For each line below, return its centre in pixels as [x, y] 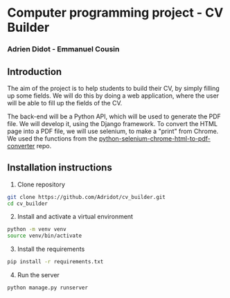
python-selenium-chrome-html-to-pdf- [155, 138]
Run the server [38, 275]
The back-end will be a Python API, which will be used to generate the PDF [114, 116]
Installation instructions [60, 168]
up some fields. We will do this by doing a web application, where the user [113, 96]
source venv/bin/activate [44, 236]
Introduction [35, 72]
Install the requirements [51, 249]
